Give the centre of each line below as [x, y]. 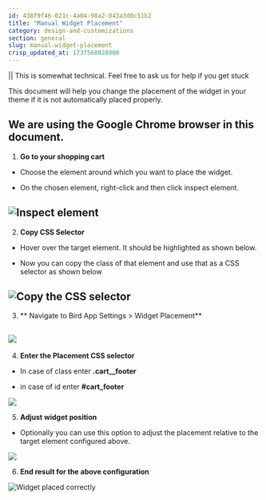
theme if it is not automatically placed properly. [85, 100]
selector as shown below [61, 271]
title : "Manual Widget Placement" [66, 23]
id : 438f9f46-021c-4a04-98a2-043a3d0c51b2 [80, 16]
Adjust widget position [58, 418]
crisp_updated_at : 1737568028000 [64, 53]
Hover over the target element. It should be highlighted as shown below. [138, 247]
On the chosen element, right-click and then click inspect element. [129, 187]
